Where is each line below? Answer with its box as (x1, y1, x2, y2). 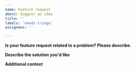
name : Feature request (5, 7, 51, 12)
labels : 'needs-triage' (5, 20, 53, 26)
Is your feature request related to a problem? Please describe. (5, 43, 132, 48)
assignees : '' (5, 25, 34, 30)
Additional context (5, 61, 43, 67)
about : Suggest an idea (5, 12, 53, 16)
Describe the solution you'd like (5, 52, 70, 58)
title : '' (5, 16, 25, 21)
